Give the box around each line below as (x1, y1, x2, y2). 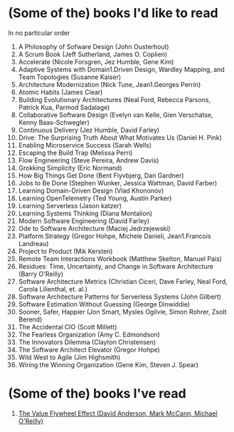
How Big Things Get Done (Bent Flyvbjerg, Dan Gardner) (18, 171, 184, 180)
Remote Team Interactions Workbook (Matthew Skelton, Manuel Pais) (18, 254, 223, 263)
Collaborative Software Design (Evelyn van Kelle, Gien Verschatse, (18, 110, 213, 119)
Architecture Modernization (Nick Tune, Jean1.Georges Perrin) (18, 80, 201, 88)
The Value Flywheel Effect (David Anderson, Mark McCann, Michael (18, 408, 218, 418)
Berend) (18, 315, 43, 324)
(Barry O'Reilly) (18, 269, 63, 278)
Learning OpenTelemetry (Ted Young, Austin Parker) (18, 194, 172, 202)
